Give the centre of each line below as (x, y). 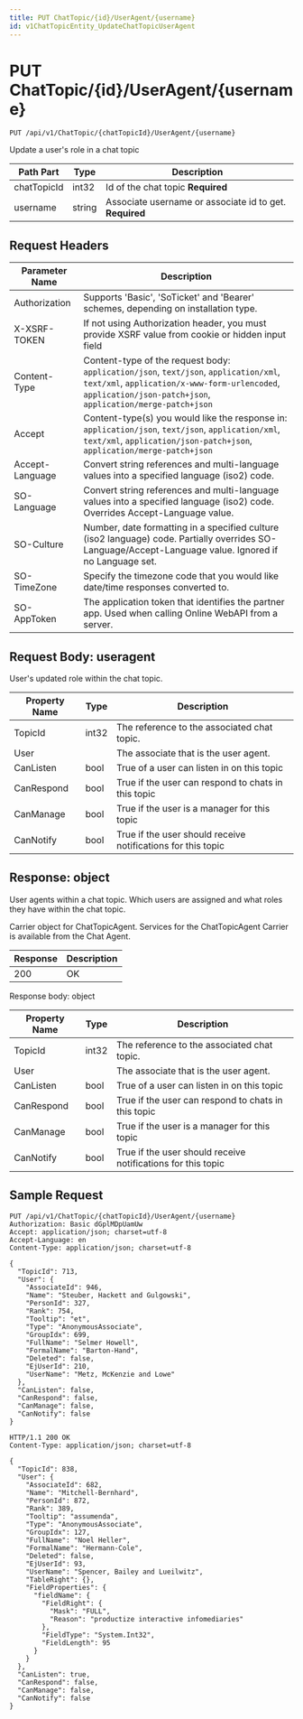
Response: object (60, 878)
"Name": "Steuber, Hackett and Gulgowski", (109, 1295)
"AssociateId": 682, (64, 1485)
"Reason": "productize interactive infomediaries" (147, 1619)
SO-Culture (39, 544)
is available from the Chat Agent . (70, 936)
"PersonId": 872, (58, 1501)
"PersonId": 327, (58, 1303)
